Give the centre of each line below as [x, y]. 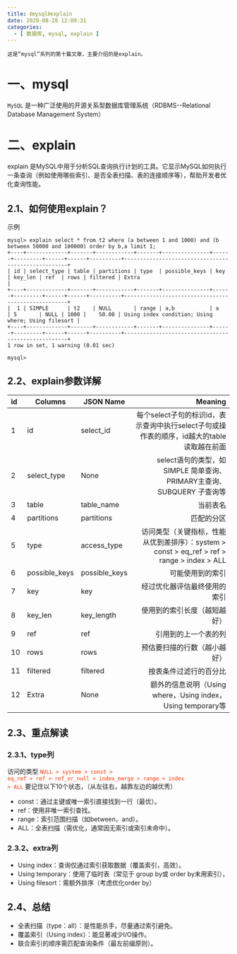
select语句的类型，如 [191, 460]
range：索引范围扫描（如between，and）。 [80, 819]
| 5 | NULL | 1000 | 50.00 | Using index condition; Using [110, 314]
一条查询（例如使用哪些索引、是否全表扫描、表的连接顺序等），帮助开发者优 [117, 175]
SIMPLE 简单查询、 [195, 470]
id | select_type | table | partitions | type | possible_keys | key [120, 271]
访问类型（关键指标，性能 [183, 531]
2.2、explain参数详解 [54, 382]
